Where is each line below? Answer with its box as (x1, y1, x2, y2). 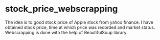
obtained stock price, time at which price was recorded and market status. (5, 24, 155, 30)
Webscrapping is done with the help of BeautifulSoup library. (5, 29, 128, 35)
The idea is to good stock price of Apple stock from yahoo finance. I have (5, 19, 153, 25)
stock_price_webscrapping (5, 3, 118, 14)
